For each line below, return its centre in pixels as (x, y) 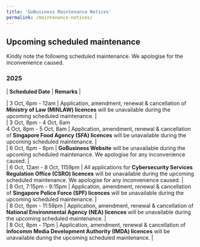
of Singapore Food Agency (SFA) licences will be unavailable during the (96, 135)
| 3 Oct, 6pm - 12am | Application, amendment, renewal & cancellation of (96, 103)
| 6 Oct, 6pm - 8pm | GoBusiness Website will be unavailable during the (96, 148)
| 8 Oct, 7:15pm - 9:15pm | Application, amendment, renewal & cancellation (99, 186)
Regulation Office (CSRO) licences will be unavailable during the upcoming (100, 174)
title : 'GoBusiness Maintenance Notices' (59, 12)
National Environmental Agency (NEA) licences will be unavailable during (99, 212)
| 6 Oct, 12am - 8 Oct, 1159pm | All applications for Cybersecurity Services (99, 167)
